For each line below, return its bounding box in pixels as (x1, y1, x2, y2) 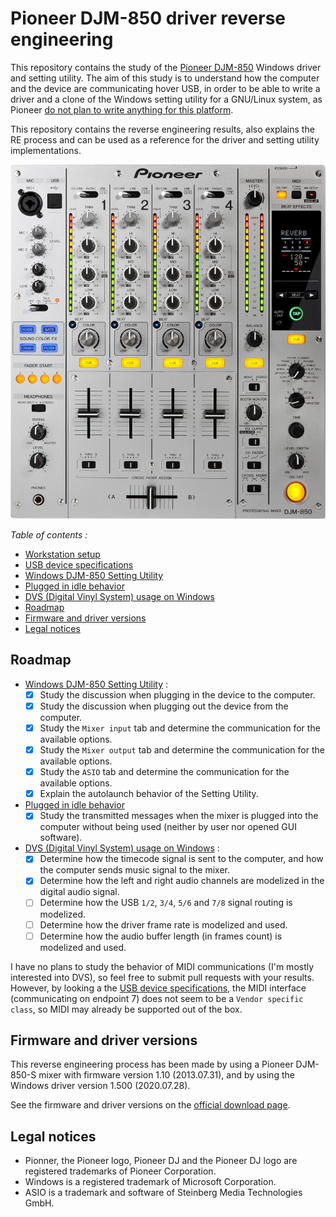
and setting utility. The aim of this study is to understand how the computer (10, 72, 320, 84)
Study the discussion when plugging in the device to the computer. (39, 688, 316, 701)
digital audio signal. (39, 886, 120, 898)
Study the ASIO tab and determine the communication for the (39, 766, 290, 778)
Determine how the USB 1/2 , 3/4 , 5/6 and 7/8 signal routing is (39, 897, 293, 909)
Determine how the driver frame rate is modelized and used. (39, 918, 288, 931)
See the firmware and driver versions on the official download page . (10, 1099, 291, 1111)
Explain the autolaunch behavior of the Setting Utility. (39, 788, 259, 800)
